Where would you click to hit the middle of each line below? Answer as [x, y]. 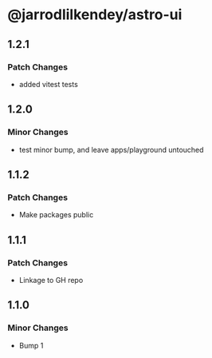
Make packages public [56, 215]
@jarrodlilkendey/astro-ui [95, 15]
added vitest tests [49, 84]
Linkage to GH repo [51, 280]
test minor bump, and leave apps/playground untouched [111, 149]
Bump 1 [31, 345]
